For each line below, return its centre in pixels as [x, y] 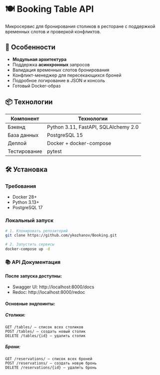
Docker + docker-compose [79, 143]
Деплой [17, 143]
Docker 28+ [25, 197]
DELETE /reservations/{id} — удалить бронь [51, 368]
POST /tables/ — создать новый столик [45, 331]
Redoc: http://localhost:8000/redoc [49, 292]
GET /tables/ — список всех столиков [44, 327]
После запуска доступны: [34, 276]
